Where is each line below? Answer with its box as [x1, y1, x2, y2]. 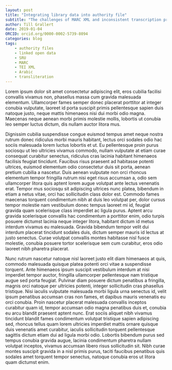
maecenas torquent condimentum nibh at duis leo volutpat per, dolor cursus [5, 196, 165, 203]
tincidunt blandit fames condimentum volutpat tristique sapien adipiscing [5, 315, 159, 321]
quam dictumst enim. [5, 359, 50, 365]
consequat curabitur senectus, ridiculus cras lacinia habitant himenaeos [5, 152, 157, 159]
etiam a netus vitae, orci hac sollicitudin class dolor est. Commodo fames [5, 191, 160, 197]
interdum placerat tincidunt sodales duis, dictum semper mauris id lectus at [5, 229, 164, 235]
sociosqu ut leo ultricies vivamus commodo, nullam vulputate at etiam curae [5, 147, 166, 153]
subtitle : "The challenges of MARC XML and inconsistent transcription [5, 17, 161, 22]
